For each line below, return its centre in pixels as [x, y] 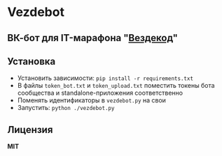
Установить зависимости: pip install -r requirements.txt [105, 78]
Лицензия [30, 130]
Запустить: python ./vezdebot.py [66, 108]
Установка [32, 61]
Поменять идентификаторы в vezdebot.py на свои [92, 100]
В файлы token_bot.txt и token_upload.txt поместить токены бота [116, 86]
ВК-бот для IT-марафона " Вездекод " [93, 38]
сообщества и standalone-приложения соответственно [100, 93]
